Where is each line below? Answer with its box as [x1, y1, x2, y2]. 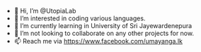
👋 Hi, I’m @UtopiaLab [13, 7, 76, 15]
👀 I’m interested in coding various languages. [13, 14, 146, 22]
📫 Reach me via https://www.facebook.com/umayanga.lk [13, 37, 183, 45]
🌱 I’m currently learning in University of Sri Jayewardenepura [13, 22, 193, 30]
